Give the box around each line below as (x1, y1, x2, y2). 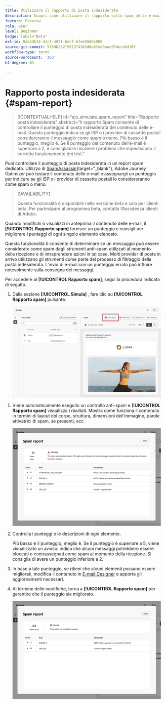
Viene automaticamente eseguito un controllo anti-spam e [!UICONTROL (12, 403, 161, 409)
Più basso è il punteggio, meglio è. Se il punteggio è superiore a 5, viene (12, 540, 160, 546)
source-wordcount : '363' (5, 55, 56, 60)
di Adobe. (17, 211, 38, 217)
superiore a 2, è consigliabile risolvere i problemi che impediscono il (17, 146, 156, 152)
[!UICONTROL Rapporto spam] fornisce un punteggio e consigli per (5, 226, 144, 232)
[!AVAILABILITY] (17, 191, 50, 197)
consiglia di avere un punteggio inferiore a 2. (12, 556, 104, 562)
